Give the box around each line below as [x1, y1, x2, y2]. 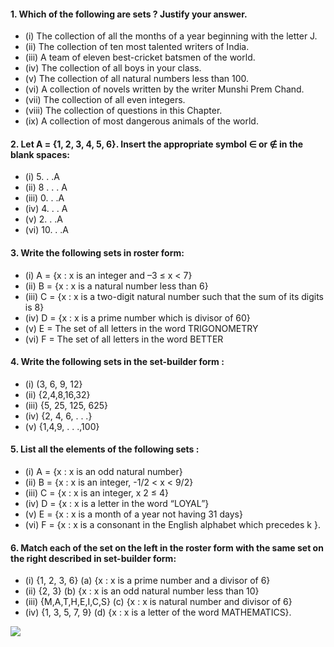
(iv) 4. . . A [24, 203, 68, 215]
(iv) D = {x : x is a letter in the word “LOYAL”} [24, 498, 210, 510]
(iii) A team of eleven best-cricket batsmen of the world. [24, 51, 256, 64]
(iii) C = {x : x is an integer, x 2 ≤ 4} [24, 487, 170, 499]
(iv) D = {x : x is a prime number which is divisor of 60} [24, 311, 251, 324]
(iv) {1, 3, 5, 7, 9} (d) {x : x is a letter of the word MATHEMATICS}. [24, 606, 292, 619]
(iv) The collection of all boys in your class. [24, 62, 202, 74]
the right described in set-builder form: [10, 552, 177, 564]
